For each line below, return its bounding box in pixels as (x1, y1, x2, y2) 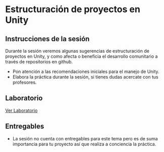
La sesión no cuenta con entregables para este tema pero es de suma (12, 135, 158, 141)
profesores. (12, 80, 37, 85)
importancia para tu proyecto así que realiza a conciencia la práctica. (12, 141, 156, 147)
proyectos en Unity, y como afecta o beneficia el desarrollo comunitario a (5, 53, 158, 59)
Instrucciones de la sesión (5, 34, 90, 43)
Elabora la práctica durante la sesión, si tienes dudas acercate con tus (12, 74, 158, 80)
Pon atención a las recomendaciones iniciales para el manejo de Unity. (12, 68, 160, 74)
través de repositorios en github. (5, 59, 73, 64)
